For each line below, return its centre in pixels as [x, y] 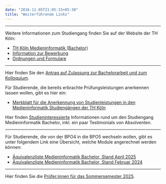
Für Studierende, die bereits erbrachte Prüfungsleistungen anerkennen [77, 88]
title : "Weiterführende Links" [37, 14]
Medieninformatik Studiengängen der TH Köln [59, 107]
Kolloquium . [17, 78]
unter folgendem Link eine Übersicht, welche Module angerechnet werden [81, 142]
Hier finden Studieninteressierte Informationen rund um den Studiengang [80, 117]
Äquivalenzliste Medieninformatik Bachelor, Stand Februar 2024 [77, 162]
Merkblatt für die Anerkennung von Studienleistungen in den [74, 102]
